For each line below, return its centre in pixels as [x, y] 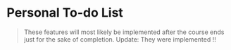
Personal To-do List [65, 13]
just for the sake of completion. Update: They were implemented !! [120, 39]
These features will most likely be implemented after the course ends [124, 32]
